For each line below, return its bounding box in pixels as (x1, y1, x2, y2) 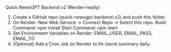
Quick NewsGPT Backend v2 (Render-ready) (5, 5, 100, 10)
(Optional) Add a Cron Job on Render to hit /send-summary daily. (12, 41, 151, 47)
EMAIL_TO (12, 35, 35, 41)
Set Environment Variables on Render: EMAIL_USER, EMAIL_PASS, (12, 30, 153, 36)
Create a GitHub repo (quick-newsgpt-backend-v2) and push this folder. (12, 14, 166, 20)
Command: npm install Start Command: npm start (12, 25, 118, 31)
